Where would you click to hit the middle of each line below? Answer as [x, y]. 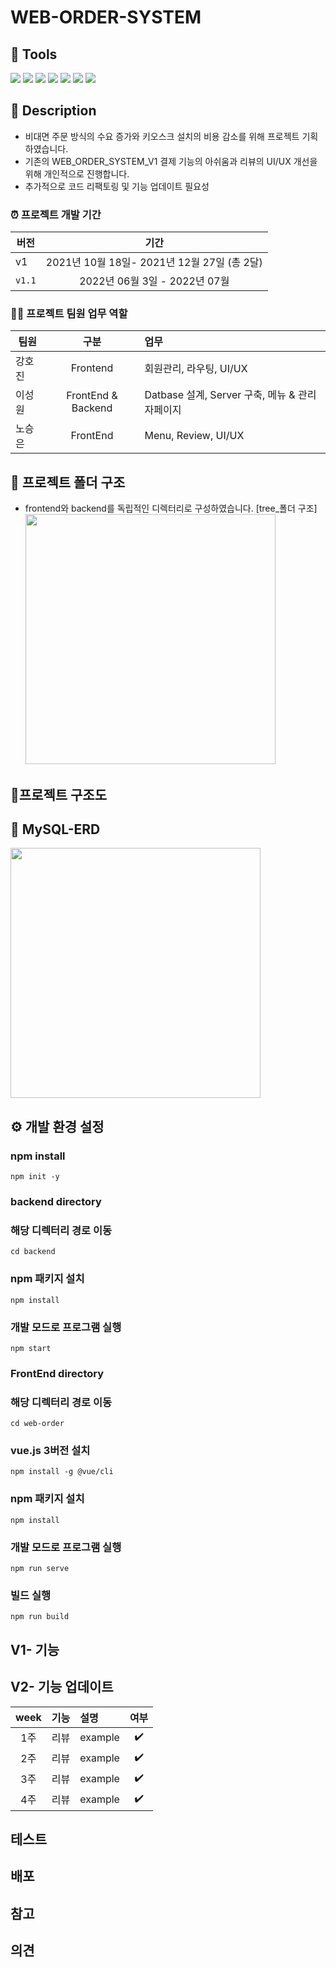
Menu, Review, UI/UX [194, 436]
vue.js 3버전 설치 [50, 1451]
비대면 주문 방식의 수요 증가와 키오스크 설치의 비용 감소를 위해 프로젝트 [162, 136]
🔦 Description [53, 111]
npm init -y [35, 1177]
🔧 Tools [34, 54]
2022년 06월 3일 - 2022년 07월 [154, 281]
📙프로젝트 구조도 [58, 794]
